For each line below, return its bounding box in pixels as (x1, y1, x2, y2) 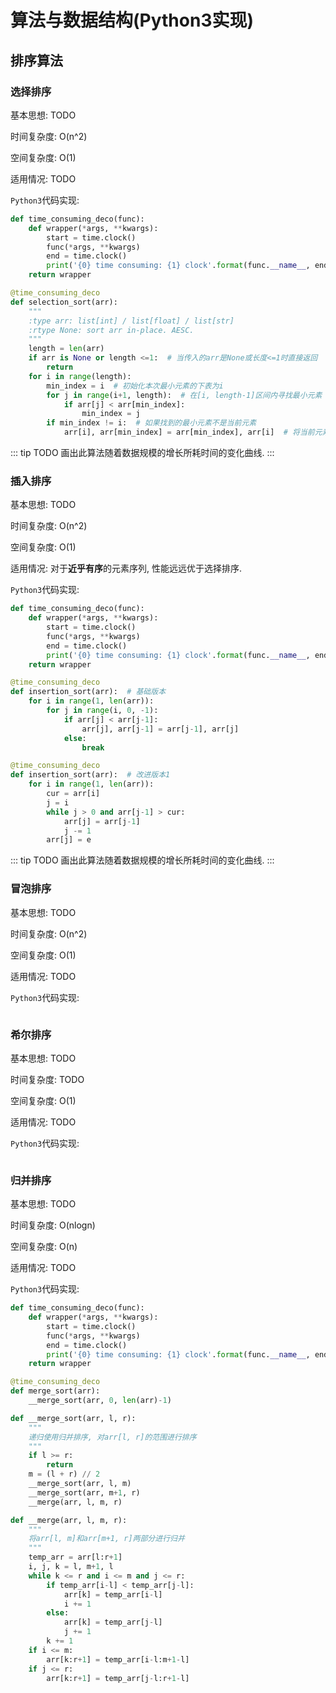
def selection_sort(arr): (10, 297, 118, 307)
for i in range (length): (28, 371, 132, 381)
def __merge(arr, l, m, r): (10, 1515, 128, 1525)
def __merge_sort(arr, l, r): (10, 1413, 137, 1423)
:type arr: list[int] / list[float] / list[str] (28, 316, 235, 326)
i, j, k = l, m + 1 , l (28, 1562, 114, 1572)
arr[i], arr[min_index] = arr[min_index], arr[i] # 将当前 (63, 427, 315, 438)
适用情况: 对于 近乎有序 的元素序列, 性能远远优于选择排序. (10, 562, 242, 575)
